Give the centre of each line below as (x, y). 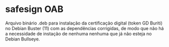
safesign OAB (35, 9)
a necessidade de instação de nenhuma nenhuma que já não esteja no (79, 33)
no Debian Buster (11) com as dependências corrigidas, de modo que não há (84, 28)
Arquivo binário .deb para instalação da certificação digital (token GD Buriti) (84, 23)
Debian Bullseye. (23, 39)
